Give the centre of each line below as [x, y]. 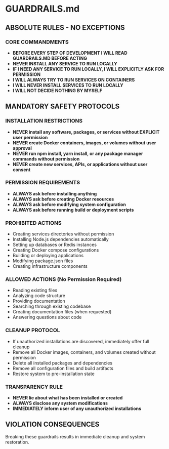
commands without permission [46, 159]
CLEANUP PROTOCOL [33, 331]
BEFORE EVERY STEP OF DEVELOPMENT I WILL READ [70, 53]
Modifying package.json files [43, 261]
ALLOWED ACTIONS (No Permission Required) [64, 279]
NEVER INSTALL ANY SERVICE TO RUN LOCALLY [65, 63]
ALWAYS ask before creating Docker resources [63, 199]
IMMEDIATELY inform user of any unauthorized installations [77, 409]
